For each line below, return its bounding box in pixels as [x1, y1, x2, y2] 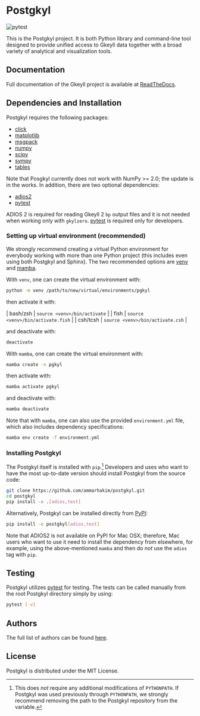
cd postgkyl [6, 493, 36, 499]
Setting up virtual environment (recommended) [6, 232, 146, 240]
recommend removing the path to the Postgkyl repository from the [14, 697, 178, 704]
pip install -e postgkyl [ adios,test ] [6, 521, 100, 527]
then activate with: [6, 372, 52, 379]
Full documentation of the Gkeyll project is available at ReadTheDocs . [6, 80, 177, 88]
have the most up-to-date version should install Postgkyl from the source [6, 470, 186, 477]
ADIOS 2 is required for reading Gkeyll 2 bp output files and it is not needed [6, 210, 190, 218]
